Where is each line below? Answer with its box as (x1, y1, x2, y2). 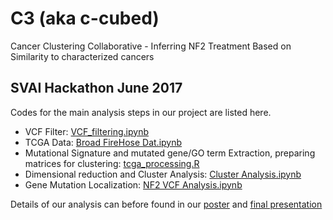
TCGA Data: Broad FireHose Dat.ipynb (24, 136, 183, 148)
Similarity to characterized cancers (10, 50, 155, 62)
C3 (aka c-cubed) (10, 7, 160, 30)
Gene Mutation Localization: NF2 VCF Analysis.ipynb (24, 178, 243, 191)
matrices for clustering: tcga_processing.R (24, 157, 200, 169)
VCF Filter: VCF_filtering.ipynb (24, 125, 149, 137)
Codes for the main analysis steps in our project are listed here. (10, 106, 272, 118)
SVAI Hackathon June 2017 (10, 80, 183, 97)
